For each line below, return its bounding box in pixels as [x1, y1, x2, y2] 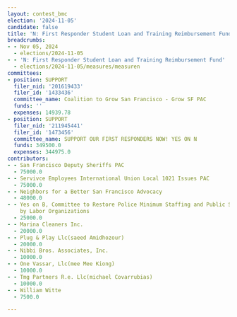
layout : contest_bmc [7, 10, 68, 18]
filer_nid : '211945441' [13, 122, 83, 129]
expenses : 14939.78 [13, 109, 71, 116]
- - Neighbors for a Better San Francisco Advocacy [7, 188, 162, 195]
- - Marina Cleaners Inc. [7, 221, 83, 228]
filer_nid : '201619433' [13, 83, 83, 90]
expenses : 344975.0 [13, 149, 71, 156]
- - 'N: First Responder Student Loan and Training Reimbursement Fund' [7, 57, 226, 64]
